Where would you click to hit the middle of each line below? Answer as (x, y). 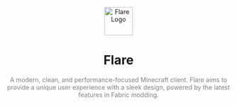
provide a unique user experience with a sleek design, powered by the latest (118, 87)
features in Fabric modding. (118, 95)
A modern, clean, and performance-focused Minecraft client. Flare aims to (118, 79)
